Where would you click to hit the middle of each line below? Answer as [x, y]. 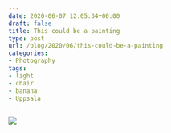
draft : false [30, 23]
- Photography [32, 61]
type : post [26, 38]
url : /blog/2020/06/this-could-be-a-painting [85, 46]
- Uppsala [25, 98]
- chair [21, 83]
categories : [28, 53]
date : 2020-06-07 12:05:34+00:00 [64, 16]
